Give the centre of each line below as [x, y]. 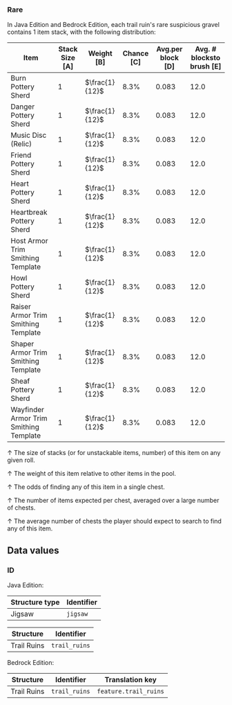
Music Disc [29, 135]
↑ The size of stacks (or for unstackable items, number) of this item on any [114, 453]
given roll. [21, 460]
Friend [21, 155]
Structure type [35, 602]
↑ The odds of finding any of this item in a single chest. [86, 487]
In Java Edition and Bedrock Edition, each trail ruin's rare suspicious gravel [113, 25]
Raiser [21, 307]
